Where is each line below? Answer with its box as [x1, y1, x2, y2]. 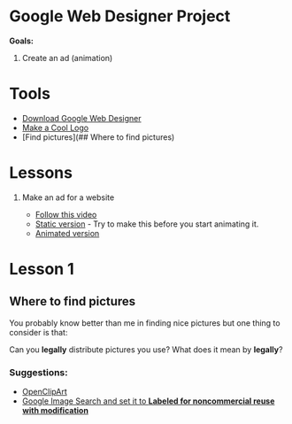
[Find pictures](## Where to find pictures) [21, 131, 175, 143]
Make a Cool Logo [21, 122, 89, 133]
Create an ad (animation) [21, 52, 113, 63]
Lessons [9, 163, 73, 183]
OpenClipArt [21, 387, 68, 397]
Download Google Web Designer [21, 112, 142, 123]
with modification [21, 405, 88, 416]
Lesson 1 [9, 259, 75, 279]
